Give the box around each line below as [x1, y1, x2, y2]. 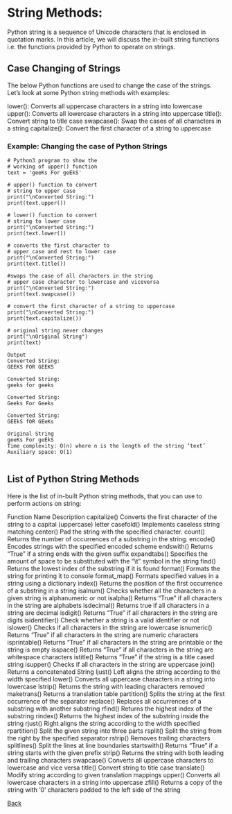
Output [7, 352, 26, 359]
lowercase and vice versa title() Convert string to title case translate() [7, 763, 205, 772]
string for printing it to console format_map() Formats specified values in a [7, 571, 220, 580]
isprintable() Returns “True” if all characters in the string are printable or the [7, 638, 223, 646]
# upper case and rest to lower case [7, 248, 116, 255]
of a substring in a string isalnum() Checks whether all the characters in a [7, 586, 217, 595]
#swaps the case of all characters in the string [7, 273, 154, 280]
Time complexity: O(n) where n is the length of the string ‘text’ [7, 443, 206, 450]
